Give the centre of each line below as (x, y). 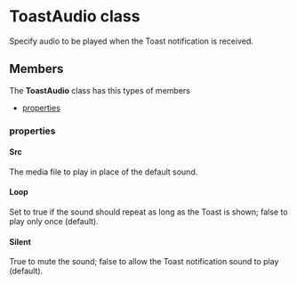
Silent (20, 241)
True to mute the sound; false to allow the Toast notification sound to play (144, 262)
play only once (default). (54, 222)
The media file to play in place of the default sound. (104, 172)
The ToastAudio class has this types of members (100, 90)
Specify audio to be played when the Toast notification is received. (131, 41)
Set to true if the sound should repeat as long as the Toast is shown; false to (148, 212)
